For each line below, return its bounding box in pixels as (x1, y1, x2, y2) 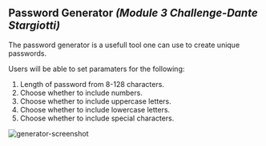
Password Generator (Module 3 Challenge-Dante (8, 6, 258, 20)
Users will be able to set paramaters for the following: (8, 64, 185, 73)
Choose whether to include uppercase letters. (19, 96, 172, 106)
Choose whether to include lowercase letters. (19, 105, 171, 114)
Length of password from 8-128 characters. (19, 79, 164, 89)
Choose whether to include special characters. (19, 113, 175, 123)
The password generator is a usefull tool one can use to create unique (8, 40, 240, 49)
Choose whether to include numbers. (19, 88, 143, 97)
